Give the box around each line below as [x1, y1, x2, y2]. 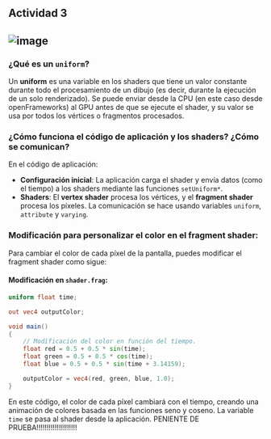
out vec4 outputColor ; [8, 307, 85, 316]
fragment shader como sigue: [8, 256, 107, 266]
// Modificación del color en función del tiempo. [23, 337, 197, 346]
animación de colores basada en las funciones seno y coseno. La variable [8, 405, 254, 415]
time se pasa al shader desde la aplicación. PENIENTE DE [8, 414, 200, 424]
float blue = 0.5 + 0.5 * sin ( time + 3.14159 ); [23, 360, 186, 368]
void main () [8, 323, 48, 331]
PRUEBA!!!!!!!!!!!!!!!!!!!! [8, 422, 78, 432]
